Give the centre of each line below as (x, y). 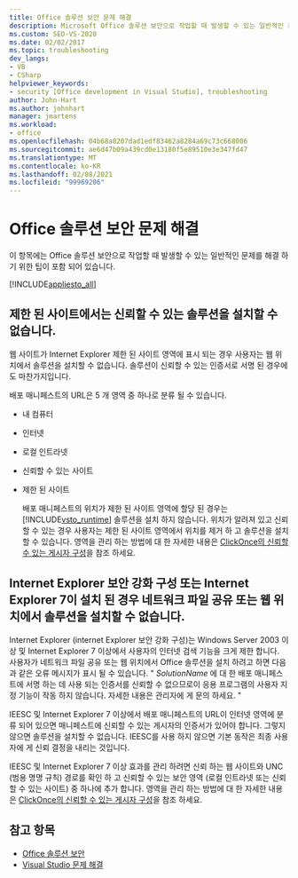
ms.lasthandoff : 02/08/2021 (61, 174)
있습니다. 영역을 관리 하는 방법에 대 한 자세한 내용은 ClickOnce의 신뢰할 (165, 542)
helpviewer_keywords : (49, 83)
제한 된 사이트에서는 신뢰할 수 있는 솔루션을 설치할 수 (144, 315)
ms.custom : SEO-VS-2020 (53, 34)
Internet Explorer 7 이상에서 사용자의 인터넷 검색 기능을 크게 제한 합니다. (154, 651)
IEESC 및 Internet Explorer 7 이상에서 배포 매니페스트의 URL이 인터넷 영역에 (142, 714)
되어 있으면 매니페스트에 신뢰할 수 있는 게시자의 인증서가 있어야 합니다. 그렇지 (152, 725)
